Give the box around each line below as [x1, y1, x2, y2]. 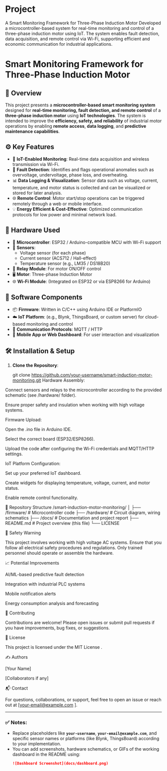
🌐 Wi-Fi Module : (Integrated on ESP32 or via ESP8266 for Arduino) [12, 278, 151, 284]
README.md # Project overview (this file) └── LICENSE [5, 520, 120, 526]
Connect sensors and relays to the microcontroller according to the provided [5, 387, 162, 393]
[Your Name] [5, 666, 31, 672]
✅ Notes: [5, 719, 27, 726]
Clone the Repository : [12, 362, 59, 368]
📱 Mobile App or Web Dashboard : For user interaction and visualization [12, 332, 160, 338]
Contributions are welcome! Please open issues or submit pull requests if [5, 620, 155, 626]
